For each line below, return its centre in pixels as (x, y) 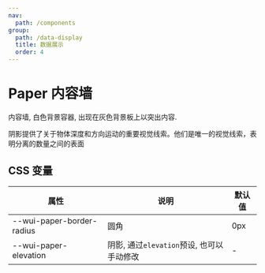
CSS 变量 (31, 171)
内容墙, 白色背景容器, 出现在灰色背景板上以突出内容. (93, 117)
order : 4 (30, 52)
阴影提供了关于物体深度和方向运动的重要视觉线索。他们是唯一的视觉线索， (129, 133)
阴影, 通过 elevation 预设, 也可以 (166, 245)
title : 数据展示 (40, 45)
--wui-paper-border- (55, 220)
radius (24, 230)
